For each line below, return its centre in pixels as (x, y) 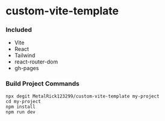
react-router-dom (36, 62)
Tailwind (25, 56)
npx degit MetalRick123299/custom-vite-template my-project (83, 96)
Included (19, 30)
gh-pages (26, 68)
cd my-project (23, 101)
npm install (20, 107)
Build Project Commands (42, 84)
